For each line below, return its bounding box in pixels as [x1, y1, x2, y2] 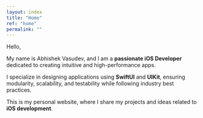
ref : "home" [6, 20, 37, 26]
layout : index [6, 9, 43, 15]
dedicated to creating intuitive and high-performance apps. [6, 61, 156, 69]
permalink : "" [6, 26, 43, 33]
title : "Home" [6, 15, 43, 21]
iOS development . [6, 105, 53, 112]
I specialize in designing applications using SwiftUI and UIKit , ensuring [6, 73, 186, 81]
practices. [6, 87, 32, 94]
